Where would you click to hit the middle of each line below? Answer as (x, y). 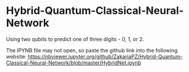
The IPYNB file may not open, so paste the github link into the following (92, 50)
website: (16, 56)
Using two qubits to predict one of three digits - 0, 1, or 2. (75, 39)
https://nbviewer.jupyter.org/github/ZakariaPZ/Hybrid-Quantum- (105, 56)
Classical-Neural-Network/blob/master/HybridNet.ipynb (74, 63)
